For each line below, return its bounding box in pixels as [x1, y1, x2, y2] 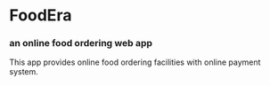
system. [9, 66, 38, 77]
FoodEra [9, 5, 72, 26]
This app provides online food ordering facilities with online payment [9, 57, 261, 67]
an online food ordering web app [9, 37, 153, 50]
